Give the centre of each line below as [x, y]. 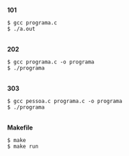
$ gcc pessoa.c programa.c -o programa [65, 101]
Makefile [20, 127]
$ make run [23, 146]
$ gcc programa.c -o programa [51, 62]
